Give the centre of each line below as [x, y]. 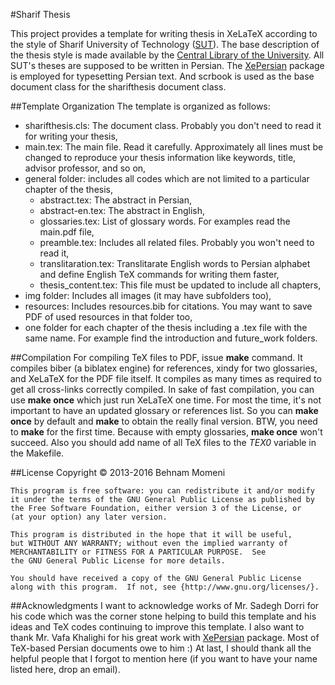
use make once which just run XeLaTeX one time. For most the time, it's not [166, 400]
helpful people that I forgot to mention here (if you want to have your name [164, 658]
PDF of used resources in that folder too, [108, 317]
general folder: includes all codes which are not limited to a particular [167, 178]
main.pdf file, [67, 232]
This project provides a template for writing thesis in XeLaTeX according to [164, 33]
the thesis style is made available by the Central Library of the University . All [167, 55]
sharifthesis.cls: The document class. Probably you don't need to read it [173, 125]
